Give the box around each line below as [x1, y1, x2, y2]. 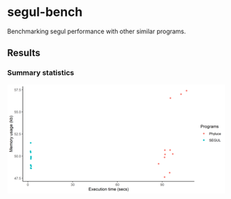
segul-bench [7, 4, 83, 20]
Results [7, 47, 41, 59]
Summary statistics [7, 68, 75, 78]
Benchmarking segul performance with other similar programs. [7, 27, 187, 35]
